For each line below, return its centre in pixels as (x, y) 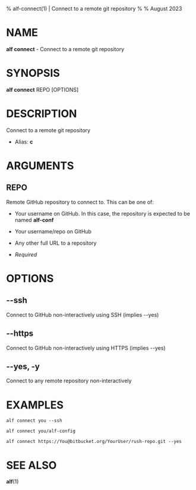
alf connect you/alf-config (41, 431)
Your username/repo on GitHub (53, 231)
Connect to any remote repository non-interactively (69, 381)
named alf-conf (34, 220)
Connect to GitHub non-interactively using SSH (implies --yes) (83, 314)
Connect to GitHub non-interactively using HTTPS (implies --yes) (86, 348)
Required (26, 254)
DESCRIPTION (42, 114)
